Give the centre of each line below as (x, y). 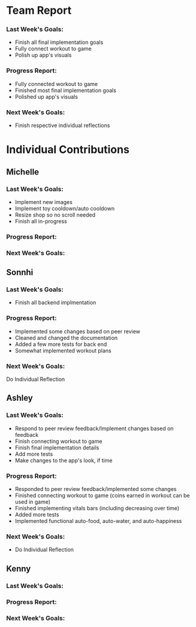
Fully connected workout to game (56, 84)
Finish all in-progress (41, 221)
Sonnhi (20, 272)
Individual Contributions (68, 150)
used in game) (33, 502)
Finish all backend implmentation (55, 303)
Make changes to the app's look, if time (64, 460)
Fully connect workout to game (53, 49)
